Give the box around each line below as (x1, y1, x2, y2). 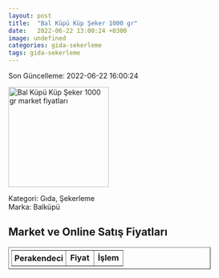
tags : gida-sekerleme (8, 49, 81, 57)
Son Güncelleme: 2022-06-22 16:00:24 (8, 71, 139, 80)
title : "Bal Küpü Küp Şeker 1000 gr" (8, 19, 138, 27)
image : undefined (8, 34, 67, 42)
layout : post (8, 11, 52, 20)
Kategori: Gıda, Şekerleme (8, 194, 95, 203)
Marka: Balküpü (8, 202, 60, 212)
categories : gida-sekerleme (8, 42, 103, 50)
